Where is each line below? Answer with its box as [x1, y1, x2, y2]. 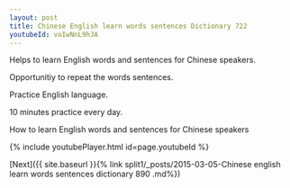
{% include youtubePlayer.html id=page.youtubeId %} [9, 141, 210, 153]
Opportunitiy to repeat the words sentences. [9, 72, 174, 83]
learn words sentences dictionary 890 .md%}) [9, 168, 181, 180]
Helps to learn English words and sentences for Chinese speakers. [9, 55, 257, 66]
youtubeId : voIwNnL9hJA [9, 30, 99, 39]
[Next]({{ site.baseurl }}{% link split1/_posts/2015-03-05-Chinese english [9, 159, 281, 170]
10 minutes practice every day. [9, 107, 123, 118]
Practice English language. [9, 89, 108, 100]
